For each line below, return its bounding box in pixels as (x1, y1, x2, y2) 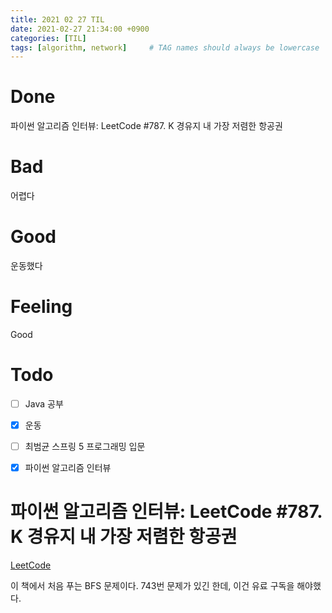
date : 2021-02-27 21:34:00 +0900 (10, 24, 150, 34)
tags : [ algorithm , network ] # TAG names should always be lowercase (10, 42, 320, 53)
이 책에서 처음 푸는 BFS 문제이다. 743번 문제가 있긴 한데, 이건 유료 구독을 (10, 580, 295, 592)
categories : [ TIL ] (10, 33, 87, 43)
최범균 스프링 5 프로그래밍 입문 (24, 441, 146, 453)
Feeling (10, 296, 73, 318)
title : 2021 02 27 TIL (10, 14, 105, 25)
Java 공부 (24, 397, 64, 410)
